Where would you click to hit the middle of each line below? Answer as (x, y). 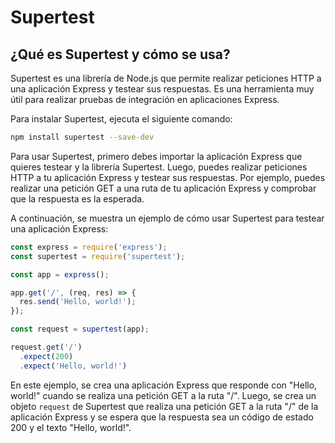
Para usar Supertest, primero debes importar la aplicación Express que (156, 156)
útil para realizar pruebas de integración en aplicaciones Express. (145, 99)
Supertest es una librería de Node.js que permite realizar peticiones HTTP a (166, 78)
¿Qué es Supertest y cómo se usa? (120, 54)
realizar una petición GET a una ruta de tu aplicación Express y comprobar (163, 188)
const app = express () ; (60, 274)
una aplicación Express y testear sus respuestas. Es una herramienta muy (162, 89)
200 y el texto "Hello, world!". (71, 427)
